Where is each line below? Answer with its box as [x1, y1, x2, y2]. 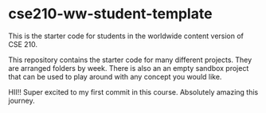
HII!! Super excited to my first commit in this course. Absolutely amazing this [8, 87, 259, 96]
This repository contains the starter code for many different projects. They [8, 55, 252, 64]
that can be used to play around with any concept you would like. [8, 72, 222, 81]
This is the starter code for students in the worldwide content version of [8, 31, 244, 41]
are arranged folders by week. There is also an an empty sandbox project [8, 63, 249, 72]
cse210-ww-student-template [8, 5, 213, 23]
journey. [8, 95, 35, 105]
